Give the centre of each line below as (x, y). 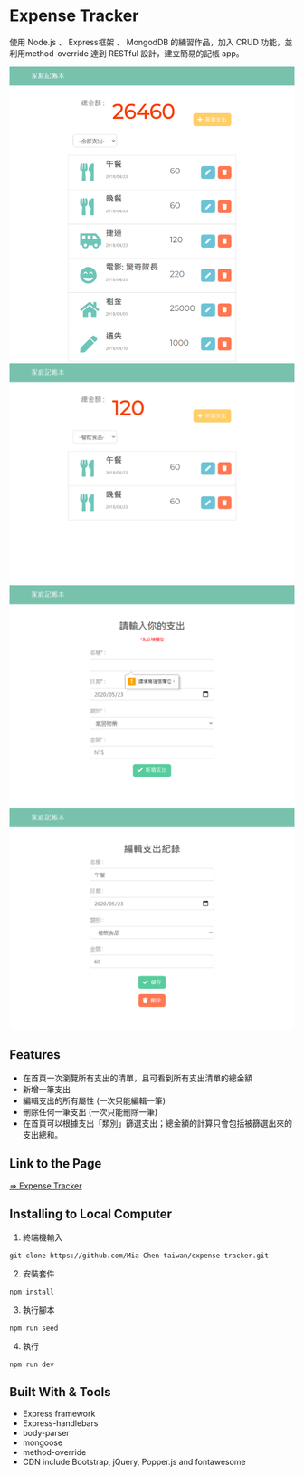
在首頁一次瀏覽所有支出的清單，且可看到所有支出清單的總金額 (138, 1078)
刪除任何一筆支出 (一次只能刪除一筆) (90, 1111)
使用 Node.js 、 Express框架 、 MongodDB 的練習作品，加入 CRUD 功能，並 (151, 42)
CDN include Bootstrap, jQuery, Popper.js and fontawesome (134, 1462)
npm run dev (32, 1364)
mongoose (43, 1442)
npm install (32, 1292)
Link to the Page (56, 1163)
